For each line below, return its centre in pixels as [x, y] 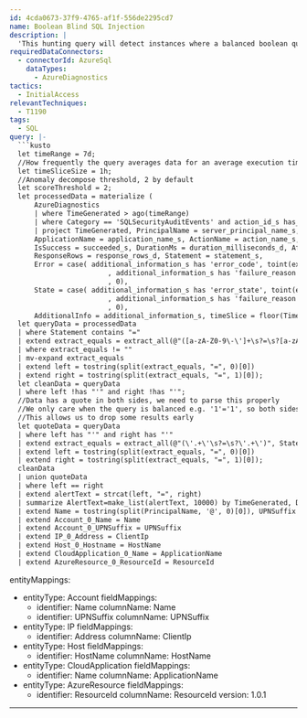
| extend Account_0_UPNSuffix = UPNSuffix [100, 528]
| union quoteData [53, 477]
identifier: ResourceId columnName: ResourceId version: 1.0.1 [151, 694]
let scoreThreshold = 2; [65, 188]
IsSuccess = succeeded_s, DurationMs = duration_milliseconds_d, [160, 248]
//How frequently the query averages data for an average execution [151, 162]
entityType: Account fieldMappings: [90, 597]
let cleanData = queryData [69, 384]
